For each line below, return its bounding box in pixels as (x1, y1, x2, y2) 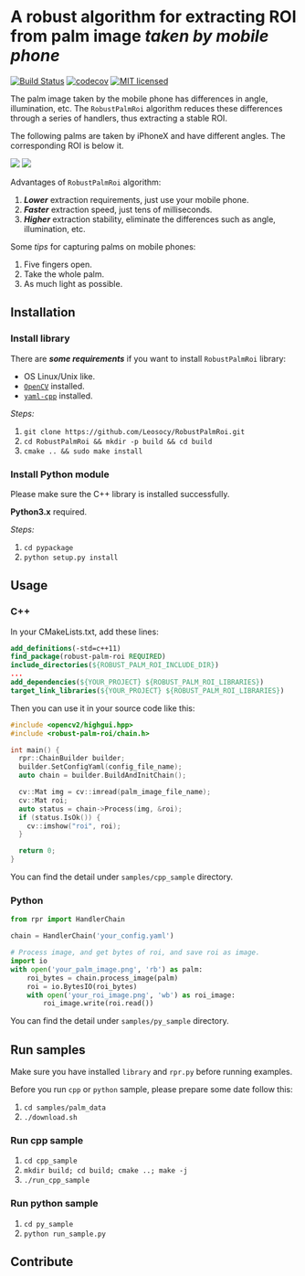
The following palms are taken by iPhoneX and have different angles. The (10, 130, 286, 141)
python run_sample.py (23, 1229, 106, 1239)
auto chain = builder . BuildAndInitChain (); (18, 771, 186, 781)
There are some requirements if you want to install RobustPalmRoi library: (10, 353, 287, 364)
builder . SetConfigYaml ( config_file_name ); (18, 762, 183, 771)
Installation (10, 304, 76, 321)
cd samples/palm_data (23, 1103, 106, 1112)
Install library (10, 332, 71, 345)
